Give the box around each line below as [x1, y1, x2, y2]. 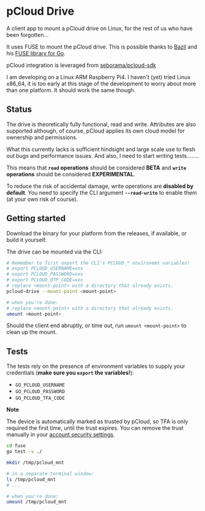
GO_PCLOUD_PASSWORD [15, 389, 65, 395]
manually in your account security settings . [6, 431, 115, 439]
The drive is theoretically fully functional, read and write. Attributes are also [6, 120, 196, 128]
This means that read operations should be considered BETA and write [6, 164, 187, 171]
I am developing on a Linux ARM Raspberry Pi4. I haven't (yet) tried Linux [6, 73, 191, 80]
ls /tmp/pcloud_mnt [6, 476, 56, 483]
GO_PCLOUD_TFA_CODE [15, 395, 65, 402]
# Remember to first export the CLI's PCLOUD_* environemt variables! [6, 260, 190, 266]
